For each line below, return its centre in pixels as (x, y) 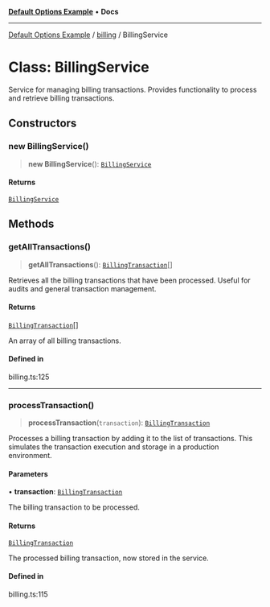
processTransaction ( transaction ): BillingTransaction (119, 423)
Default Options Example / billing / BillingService (88, 35)
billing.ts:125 (29, 377)
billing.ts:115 (28, 594)
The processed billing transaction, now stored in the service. (108, 558)
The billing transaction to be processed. (74, 507)
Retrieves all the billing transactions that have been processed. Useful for (129, 280)
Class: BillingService (79, 67)
